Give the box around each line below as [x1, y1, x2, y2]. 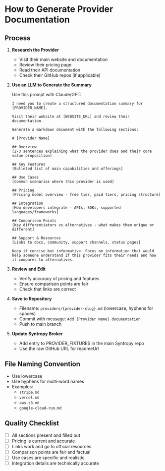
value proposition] [11, 153, 53, 158]
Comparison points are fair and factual [11, 449, 91, 455]
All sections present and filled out [11, 432, 80, 438]
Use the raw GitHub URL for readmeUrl [19, 346, 99, 352]
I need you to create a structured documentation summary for [11, 101, 143, 106]
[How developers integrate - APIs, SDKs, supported [11, 205, 121, 210]
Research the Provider [11, 47, 59, 53]
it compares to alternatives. [11, 257, 75, 262]
